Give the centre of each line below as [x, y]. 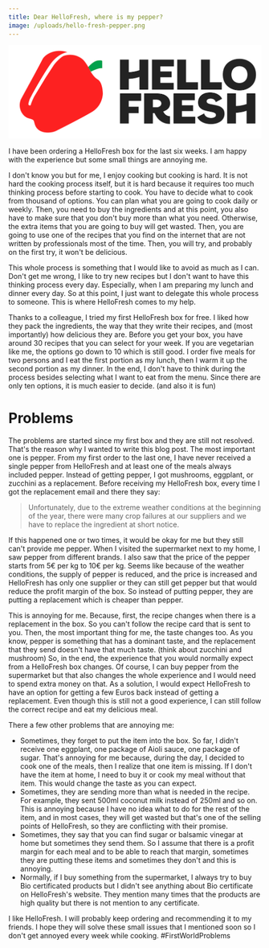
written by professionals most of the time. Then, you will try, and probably [130, 244]
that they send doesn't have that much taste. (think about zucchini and [125, 649]
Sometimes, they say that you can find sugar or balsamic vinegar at [131, 834]
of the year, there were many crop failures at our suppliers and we [137, 515]
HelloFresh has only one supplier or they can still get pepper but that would [132, 582]
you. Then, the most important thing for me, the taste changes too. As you [131, 632]
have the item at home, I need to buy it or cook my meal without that [132, 774]
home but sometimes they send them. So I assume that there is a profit [137, 843]
